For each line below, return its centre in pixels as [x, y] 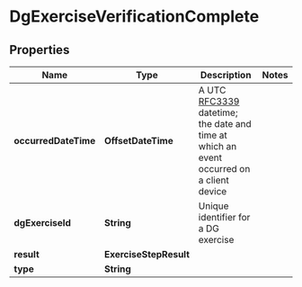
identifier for [224, 217]
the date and [225, 124]
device [213, 191]
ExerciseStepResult [147, 254]
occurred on [224, 169]
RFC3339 [219, 101]
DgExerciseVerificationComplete [134, 17]
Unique [213, 206]
